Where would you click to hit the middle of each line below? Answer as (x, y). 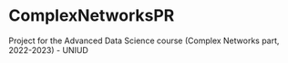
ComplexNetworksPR (92, 16)
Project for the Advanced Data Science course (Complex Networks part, (144, 40)
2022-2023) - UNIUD (48, 49)
